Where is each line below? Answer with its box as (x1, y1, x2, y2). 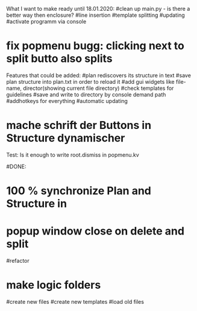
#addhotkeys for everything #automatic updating (6, 97, 128, 104)
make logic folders (6, 278, 101, 292)
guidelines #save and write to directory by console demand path (6, 90, 166, 98)
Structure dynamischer (6, 131, 125, 145)
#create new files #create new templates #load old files (6, 298, 145, 305)
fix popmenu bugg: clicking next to (6, 39, 185, 53)
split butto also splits (6, 52, 113, 66)
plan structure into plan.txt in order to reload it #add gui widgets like (6, 78, 175, 85)
